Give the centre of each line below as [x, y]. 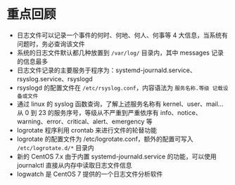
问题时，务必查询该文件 [51, 43]
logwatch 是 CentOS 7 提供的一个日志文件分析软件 [90, 174]
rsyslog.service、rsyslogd [55, 78]
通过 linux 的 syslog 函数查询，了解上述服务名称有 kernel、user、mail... [120, 104]
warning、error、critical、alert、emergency [81, 121]
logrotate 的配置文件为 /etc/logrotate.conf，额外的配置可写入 [105, 139]
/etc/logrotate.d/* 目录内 [55, 147]
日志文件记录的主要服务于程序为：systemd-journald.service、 [106, 70]
